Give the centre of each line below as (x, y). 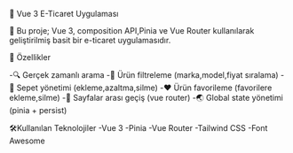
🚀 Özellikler (30, 57)
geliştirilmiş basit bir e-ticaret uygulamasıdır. (90, 40)
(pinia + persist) (38, 110)
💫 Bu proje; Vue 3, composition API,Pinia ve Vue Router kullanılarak (132, 31)
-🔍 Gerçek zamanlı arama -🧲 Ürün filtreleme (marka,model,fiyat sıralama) (144, 75)
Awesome (28, 141)
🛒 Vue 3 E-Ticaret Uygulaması (64, 14)
